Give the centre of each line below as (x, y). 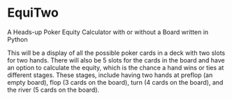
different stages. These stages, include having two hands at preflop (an (110, 75)
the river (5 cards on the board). (53, 90)
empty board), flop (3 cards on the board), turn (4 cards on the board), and (115, 82)
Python (17, 39)
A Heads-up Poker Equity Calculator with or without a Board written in (108, 32)
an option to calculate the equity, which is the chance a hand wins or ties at (116, 67)
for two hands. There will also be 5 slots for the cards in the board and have (116, 60)
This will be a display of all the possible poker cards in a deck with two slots (116, 53)
